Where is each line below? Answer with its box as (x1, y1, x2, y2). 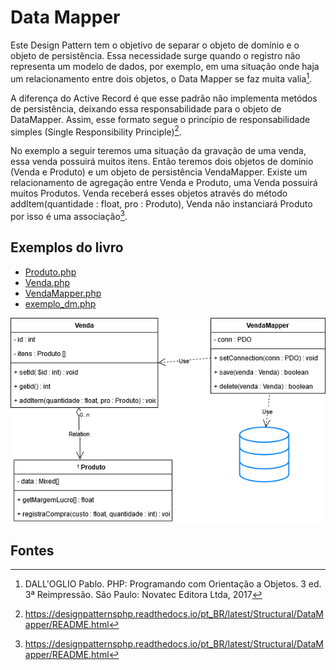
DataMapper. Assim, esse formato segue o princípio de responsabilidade (10, 113, 311, 125)
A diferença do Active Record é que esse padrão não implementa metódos (10, 92, 318, 104)
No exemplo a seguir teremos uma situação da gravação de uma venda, (10, 145, 307, 157)
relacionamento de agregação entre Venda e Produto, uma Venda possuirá (10, 177, 318, 189)
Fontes (10, 542, 55, 559)
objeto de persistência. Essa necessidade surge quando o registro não (10, 49, 301, 61)
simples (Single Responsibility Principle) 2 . (10, 124, 182, 138)
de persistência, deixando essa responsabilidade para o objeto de (10, 102, 282, 115)
